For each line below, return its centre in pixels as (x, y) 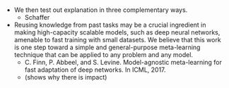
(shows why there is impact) (66, 77)
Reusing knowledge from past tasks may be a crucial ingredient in (110, 25)
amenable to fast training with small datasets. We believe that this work (117, 40)
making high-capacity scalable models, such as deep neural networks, (117, 32)
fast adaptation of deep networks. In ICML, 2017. (95, 70)
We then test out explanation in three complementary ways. (101, 10)
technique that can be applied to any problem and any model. (103, 55)
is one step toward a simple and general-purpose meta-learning (107, 47)
